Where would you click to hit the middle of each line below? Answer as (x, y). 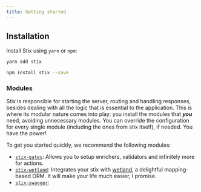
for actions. (29, 163)
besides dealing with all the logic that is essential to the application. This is (99, 108)
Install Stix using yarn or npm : (42, 51)
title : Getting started (36, 12)
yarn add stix (24, 62)
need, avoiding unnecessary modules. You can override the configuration (98, 121)
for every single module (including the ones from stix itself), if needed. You (100, 127)
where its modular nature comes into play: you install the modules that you (99, 114)
